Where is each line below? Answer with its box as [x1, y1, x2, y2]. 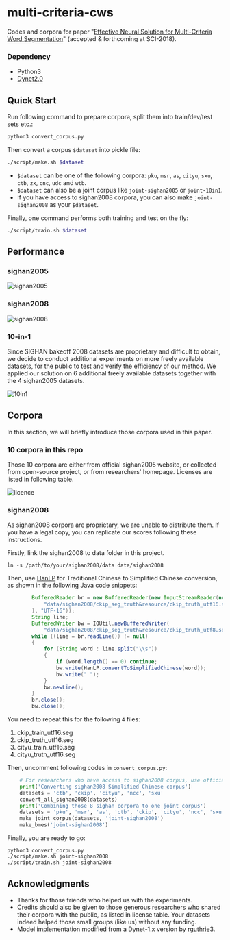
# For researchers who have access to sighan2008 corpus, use [19, 777, 201, 784]
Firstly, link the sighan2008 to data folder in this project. [7, 549, 165, 557]
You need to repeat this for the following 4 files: [7, 715, 140, 723]
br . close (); [31, 697, 66, 704]
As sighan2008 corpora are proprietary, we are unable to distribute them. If [7, 521, 220, 529]
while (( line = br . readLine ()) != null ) [31, 632, 149, 640]
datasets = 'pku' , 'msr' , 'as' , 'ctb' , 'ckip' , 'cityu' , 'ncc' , [19, 808, 207, 816]
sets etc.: [7, 120, 33, 128]
